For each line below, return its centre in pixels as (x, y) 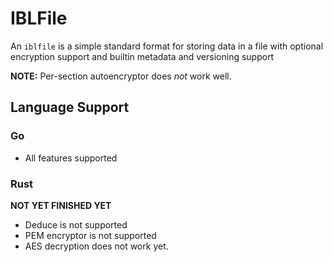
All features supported (71, 158)
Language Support (70, 107)
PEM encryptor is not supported (90, 235)
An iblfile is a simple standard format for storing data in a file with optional (167, 46)
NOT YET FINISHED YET (61, 205)
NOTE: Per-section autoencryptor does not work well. (121, 76)
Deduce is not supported (76, 224)
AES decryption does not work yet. (96, 246)
